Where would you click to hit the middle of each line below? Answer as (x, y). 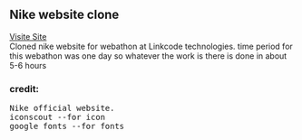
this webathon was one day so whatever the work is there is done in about (148, 56)
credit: (24, 89)
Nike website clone (64, 15)
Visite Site (28, 36)
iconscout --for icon (58, 117)
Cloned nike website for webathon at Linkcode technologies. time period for (151, 46)
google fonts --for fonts (67, 126)
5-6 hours (28, 65)
